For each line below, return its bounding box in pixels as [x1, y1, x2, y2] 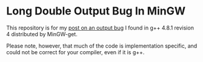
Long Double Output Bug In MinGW [6, 4, 186, 18]
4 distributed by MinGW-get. [6, 30, 78, 37]
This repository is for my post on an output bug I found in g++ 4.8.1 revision [6, 24, 194, 31]
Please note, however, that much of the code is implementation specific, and [6, 42, 198, 49]
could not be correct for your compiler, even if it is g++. [6, 48, 145, 55]
